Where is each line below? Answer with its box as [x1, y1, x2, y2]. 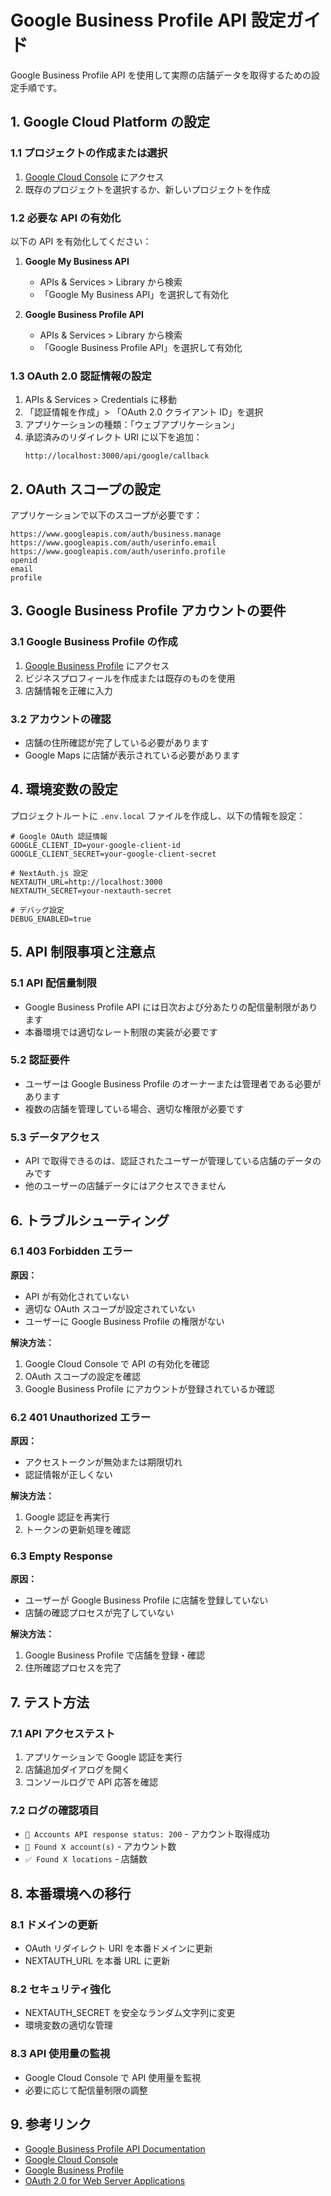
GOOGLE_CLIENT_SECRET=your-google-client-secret [10, 849, 217, 859]
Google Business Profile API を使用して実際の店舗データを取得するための [10, 69, 312, 81]
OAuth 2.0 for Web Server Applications [24, 2175, 186, 2187]
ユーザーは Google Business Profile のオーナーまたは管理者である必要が [24, 1077, 322, 1090]
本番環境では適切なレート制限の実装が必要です [24, 1026, 218, 1038]
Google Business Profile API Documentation [24, 2143, 206, 2155]
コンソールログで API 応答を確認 [24, 1776, 159, 1788]
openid [10, 556, 38, 566]
